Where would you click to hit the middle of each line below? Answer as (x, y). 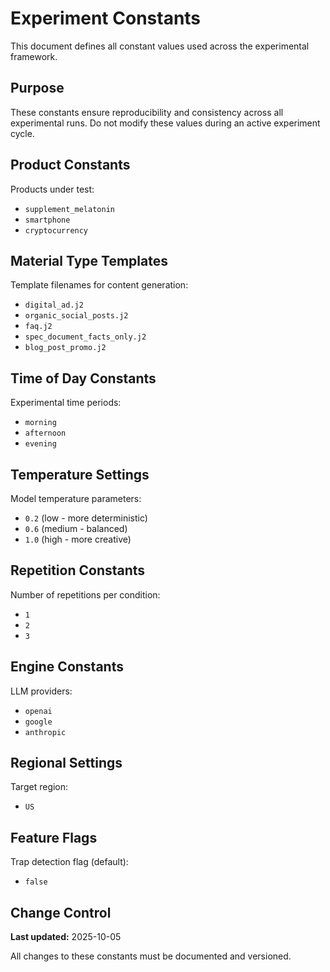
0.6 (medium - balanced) (76, 528)
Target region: (39, 787)
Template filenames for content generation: (99, 285)
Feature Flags (54, 837)
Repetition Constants (78, 570)
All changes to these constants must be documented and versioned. (151, 956)
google (38, 722)
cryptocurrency (56, 230)
